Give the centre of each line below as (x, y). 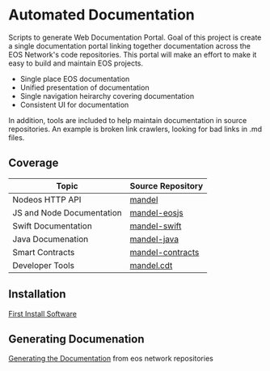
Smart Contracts (44, 252)
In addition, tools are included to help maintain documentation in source (128, 120)
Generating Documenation (76, 339)
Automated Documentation (102, 15)
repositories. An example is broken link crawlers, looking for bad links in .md (135, 129)
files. (17, 137)
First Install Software (42, 313)
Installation (37, 294)
